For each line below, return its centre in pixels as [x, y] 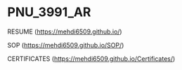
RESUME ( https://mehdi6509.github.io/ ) [65, 31]
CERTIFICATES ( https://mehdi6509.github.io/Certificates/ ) [91, 58]
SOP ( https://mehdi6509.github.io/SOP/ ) [66, 45]
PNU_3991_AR [49, 12]
